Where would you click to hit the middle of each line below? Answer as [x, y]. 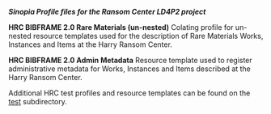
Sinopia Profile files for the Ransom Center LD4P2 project [107, 12]
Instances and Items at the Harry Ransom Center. [90, 44]
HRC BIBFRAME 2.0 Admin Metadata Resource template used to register [130, 60]
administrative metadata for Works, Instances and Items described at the [129, 69]
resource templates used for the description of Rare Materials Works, [148, 36]
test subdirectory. [38, 101]
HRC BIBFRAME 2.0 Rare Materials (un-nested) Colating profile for [121, 27]
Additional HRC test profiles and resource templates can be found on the [129, 93]
